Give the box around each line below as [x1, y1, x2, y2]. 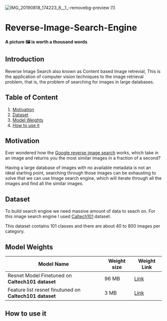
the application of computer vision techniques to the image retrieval [5, 74, 144, 80]
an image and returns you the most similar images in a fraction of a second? [5, 155, 161, 161]
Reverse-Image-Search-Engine [5, 22, 138, 33]
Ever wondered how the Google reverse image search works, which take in [5, 150, 159, 156]
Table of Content [5, 93, 58, 102]
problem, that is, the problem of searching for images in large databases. [5, 79, 155, 84]
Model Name [38, 261, 70, 267]
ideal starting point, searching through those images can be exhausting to [5, 170, 157, 176]
